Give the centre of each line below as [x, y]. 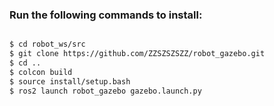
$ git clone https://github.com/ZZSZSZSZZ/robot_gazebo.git [137, 54]
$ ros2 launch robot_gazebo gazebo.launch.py [105, 91]
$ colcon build [41, 72]
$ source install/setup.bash [70, 81]
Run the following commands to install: [106, 15]
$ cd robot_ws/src [47, 44]
